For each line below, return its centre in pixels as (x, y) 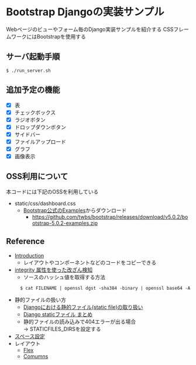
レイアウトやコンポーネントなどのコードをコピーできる (90, 262)
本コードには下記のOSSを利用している (52, 192)
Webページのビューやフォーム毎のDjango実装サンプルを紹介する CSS (90, 29)
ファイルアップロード (40, 141)
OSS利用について (37, 177)
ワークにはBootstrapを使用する (49, 36)
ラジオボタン (30, 120)
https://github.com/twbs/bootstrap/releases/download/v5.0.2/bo (110, 217)
